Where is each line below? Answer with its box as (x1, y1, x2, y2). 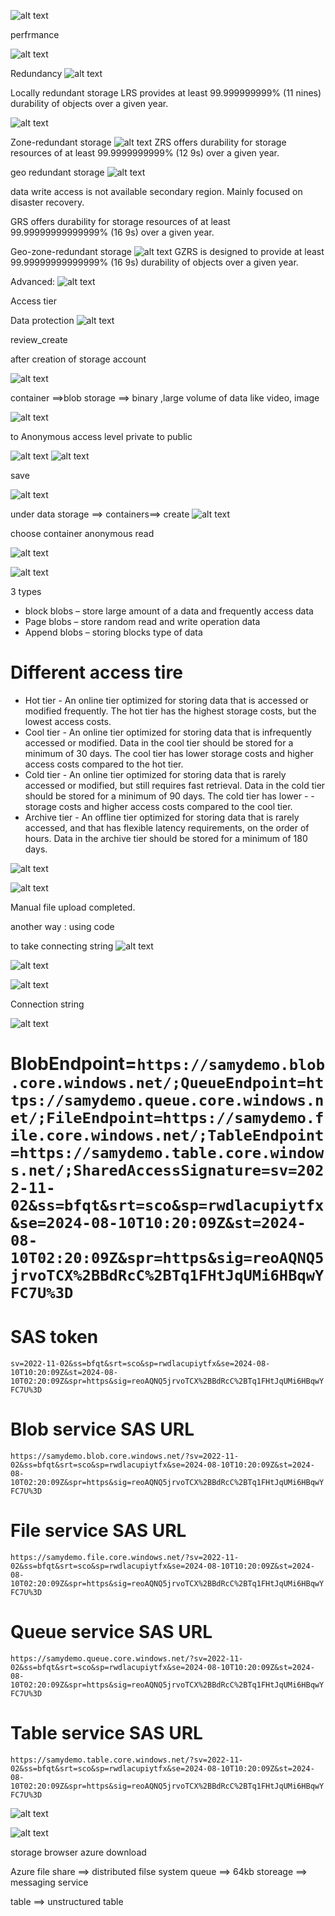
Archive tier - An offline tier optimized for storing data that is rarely (24, 811, 300, 823)
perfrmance (10, 29, 60, 40)
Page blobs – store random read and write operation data (24, 616, 261, 627)
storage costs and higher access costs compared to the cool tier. (24, 800, 293, 812)
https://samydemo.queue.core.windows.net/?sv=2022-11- (10, 1653, 244, 1664)
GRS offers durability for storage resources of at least (10, 216, 231, 227)
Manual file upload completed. (10, 901, 136, 913)
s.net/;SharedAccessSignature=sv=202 (10, 1161, 325, 1180)
